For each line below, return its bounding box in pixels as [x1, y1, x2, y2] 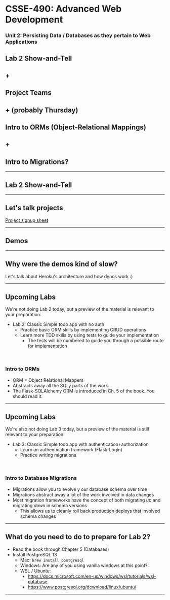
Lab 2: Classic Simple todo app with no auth [12, 321, 105, 327]
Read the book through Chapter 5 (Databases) [12, 546, 109, 552]
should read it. [12, 393, 43, 399]
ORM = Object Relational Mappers [12, 377, 84, 383]
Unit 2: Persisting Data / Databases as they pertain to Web [5, 32, 151, 39]
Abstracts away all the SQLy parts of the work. [12, 382, 110, 388]
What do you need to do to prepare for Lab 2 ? [5, 532, 151, 541]
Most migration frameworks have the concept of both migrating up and [12, 497, 161, 503]
